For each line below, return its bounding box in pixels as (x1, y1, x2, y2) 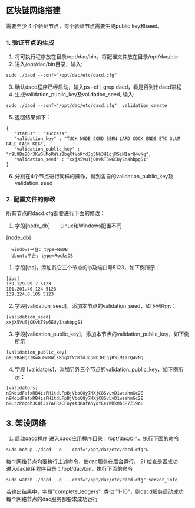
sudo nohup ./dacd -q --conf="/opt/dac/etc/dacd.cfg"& (6, 447, 149, 453)
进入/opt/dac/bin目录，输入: (14, 61, 83, 68)
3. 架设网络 (6, 418, 47, 428)
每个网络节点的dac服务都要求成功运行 (6, 496, 98, 503)
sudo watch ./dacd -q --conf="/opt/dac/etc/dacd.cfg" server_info (6, 477, 178, 483)
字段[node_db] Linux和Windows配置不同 (14, 222, 122, 229)
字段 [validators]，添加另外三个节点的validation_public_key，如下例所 (14, 366, 184, 373)
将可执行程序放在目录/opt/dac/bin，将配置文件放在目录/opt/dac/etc (14, 53, 179, 60)
